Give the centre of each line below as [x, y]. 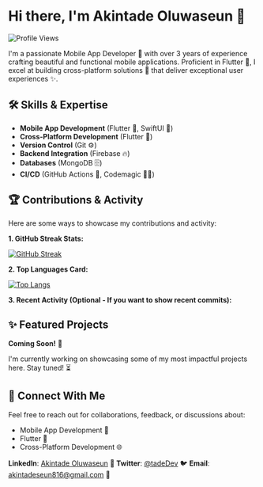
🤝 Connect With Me [57, 396]
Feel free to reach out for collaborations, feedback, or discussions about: [127, 415]
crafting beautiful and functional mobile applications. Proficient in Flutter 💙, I [132, 62]
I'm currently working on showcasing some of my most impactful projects [128, 359]
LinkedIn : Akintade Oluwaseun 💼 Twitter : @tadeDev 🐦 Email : [109, 463]
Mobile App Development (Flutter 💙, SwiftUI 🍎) [96, 128]
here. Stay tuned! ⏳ [39, 368]
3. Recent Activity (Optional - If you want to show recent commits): [120, 299]
